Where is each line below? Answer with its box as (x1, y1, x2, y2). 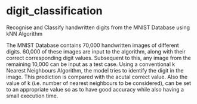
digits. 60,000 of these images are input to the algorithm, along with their (6, 48, 186, 55)
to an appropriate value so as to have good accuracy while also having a (6, 86, 184, 93)
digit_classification (6, 4, 103, 18)
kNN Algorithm (6, 30, 43, 37)
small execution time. (6, 92, 59, 99)
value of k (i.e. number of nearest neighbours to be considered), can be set (6, 79, 192, 87)
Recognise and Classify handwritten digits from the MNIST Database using (6, 24, 190, 31)
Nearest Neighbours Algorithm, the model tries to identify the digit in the (6, 67, 184, 74)
